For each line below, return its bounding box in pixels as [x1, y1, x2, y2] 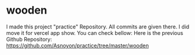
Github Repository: [6, 35, 52, 43]
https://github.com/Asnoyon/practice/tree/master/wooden [6, 42, 149, 49]
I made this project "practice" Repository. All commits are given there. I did [6, 23, 190, 30]
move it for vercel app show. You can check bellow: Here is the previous [6, 29, 184, 36]
